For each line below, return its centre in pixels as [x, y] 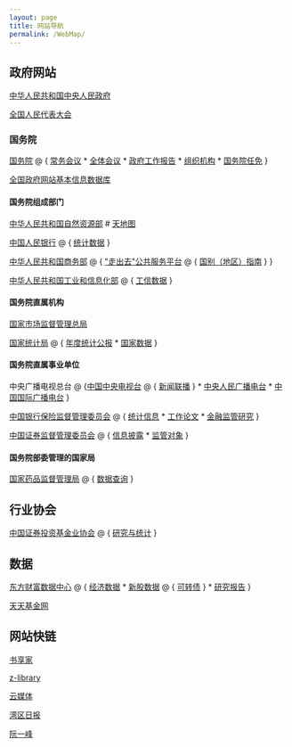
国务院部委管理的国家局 [52, 457]
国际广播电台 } [43, 398]
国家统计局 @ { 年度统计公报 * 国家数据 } [84, 342]
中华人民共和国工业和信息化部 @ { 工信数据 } [91, 280]
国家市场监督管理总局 [48, 324]
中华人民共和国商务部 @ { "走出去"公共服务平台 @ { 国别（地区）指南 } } [141, 261]
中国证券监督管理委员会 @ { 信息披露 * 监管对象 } [99, 435]
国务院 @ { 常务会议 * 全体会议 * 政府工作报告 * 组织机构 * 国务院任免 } [139, 160]
